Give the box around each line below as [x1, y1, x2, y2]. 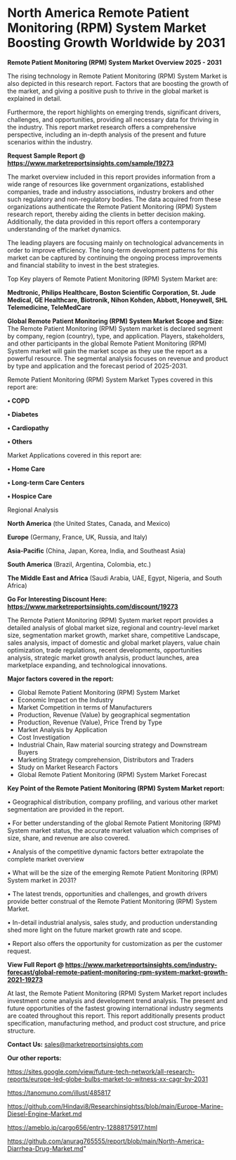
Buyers [17, 748, 39, 756]
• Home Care [7, 465, 46, 473]
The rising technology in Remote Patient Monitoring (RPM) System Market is [7, 72, 228, 80]
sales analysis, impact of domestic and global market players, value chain [7, 638, 221, 647]
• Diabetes [7, 410, 39, 418]
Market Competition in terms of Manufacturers [17, 702, 152, 712]
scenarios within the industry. [7, 137, 93, 146]
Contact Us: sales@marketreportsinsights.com [7, 1040, 144, 1048]
